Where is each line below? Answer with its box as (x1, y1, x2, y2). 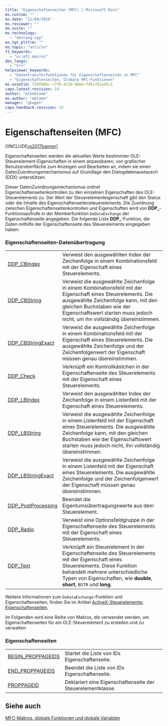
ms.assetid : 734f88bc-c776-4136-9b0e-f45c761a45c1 (5, 82, 113, 87)
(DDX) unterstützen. (5, 174, 46, 180)
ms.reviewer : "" (5, 21, 39, 27)
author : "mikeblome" (5, 91, 48, 96)
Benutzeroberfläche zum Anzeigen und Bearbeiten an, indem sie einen (5, 163, 151, 169)
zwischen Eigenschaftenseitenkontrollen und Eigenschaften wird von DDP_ (5, 205, 160, 211)
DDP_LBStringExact (7, 472, 54, 479)
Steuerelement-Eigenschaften (5, 158, 67, 164)
